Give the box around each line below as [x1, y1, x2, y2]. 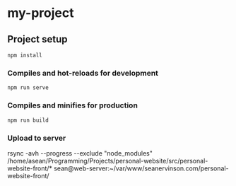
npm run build [7, 117, 49, 124]
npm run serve [7, 84, 49, 91]
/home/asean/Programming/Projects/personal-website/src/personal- [7, 156, 208, 165]
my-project [7, 5, 74, 21]
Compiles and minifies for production [7, 100, 138, 110]
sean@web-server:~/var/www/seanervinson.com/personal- [54, 164, 229, 173]
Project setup [7, 33, 69, 45]
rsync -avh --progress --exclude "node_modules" [7, 149, 153, 157]
